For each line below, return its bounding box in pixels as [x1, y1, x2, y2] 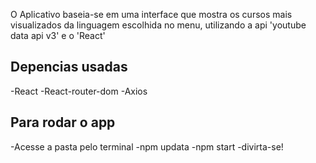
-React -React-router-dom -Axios [10, 85, 148, 97]
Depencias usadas [10, 59, 128, 76]
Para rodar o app [10, 114, 116, 131]
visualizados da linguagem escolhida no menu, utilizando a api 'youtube [10, 19, 307, 31]
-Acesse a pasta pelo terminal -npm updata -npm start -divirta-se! [10, 140, 284, 153]
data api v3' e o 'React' [10, 30, 106, 41]
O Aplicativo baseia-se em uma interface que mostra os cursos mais [10, 9, 293, 20]
